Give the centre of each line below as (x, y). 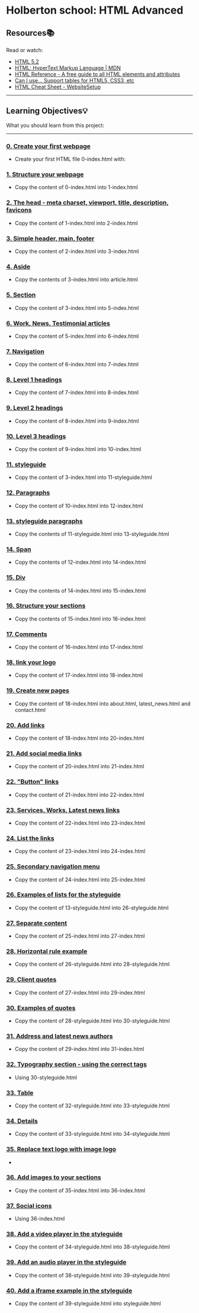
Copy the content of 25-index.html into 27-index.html (80, 936)
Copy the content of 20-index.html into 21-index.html (79, 766)
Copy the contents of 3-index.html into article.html (76, 280)
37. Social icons (29, 1206)
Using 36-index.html (40, 1219)
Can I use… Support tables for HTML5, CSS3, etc (74, 80)
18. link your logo (31, 663)
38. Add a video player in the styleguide (65, 1234)
